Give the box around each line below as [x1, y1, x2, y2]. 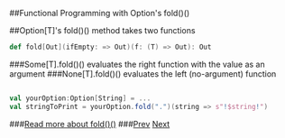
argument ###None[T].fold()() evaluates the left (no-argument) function [9, 68, 277, 79]
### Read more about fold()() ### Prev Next [9, 118, 170, 129]
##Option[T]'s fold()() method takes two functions [9, 25, 196, 35]
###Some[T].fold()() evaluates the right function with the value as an [9, 59, 265, 69]
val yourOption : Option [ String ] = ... [9, 94, 152, 103]
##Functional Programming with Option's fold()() [9, 8, 190, 18]
